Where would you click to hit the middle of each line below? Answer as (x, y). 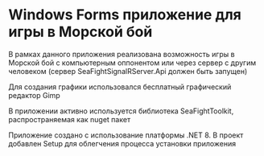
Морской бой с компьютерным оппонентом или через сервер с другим (132, 63)
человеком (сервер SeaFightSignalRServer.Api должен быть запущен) (128, 71)
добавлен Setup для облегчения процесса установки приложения (122, 143)
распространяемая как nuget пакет (70, 119)
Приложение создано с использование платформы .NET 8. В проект (126, 135)
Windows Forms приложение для (125, 15)
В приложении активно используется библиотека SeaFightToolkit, (121, 111)
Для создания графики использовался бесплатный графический (120, 87)
